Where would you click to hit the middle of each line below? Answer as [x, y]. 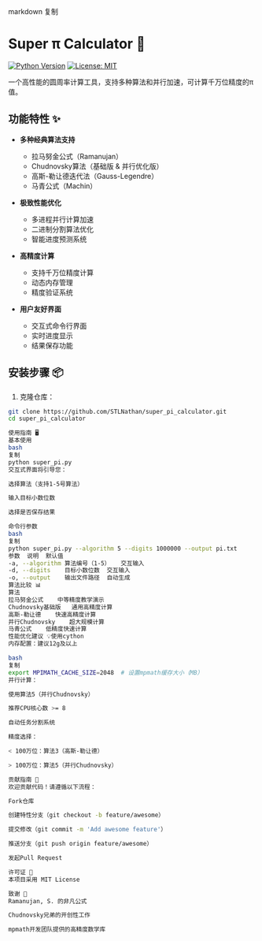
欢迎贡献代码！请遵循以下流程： [52, 787]
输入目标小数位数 [32, 498]
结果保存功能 [52, 345]
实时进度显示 [52, 335]
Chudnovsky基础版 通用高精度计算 [60, 607]
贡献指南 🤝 [24, 779]
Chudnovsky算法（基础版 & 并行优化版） [97, 166]
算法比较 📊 [25, 586]
